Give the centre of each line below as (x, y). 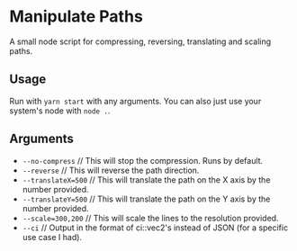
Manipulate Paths (76, 17)
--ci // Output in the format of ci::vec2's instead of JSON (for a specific (155, 228)
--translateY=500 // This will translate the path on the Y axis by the (146, 199)
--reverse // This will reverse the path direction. (111, 170)
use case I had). (52, 237)
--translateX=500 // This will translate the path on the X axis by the (146, 179)
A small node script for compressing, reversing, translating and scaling (140, 41)
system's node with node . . (60, 111)
